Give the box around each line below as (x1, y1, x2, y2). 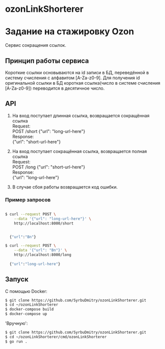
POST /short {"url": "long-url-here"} (12, 128, 85, 134)
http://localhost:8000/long (14, 253, 71, 257)
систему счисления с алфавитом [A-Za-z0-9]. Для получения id (5, 75, 140, 81)
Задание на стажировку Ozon (5, 26, 134, 37)
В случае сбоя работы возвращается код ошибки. (12, 184, 118, 190)
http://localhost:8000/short (14, 221, 74, 226)
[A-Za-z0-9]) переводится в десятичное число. (5, 85, 105, 91)
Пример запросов (5, 196, 51, 203)
